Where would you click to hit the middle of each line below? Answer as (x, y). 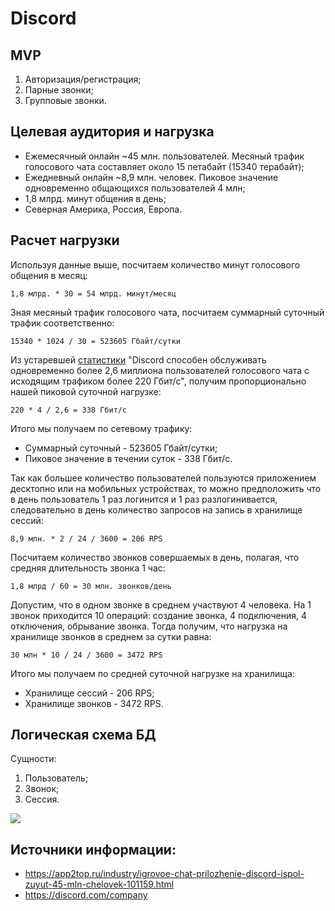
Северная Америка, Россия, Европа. (103, 209)
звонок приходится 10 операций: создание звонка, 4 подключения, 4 (159, 615)
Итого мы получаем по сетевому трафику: (101, 428)
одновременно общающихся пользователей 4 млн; (135, 188)
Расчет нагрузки (65, 240)
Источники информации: (93, 849)
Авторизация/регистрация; (83, 79)
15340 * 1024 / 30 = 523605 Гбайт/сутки (96, 341)
